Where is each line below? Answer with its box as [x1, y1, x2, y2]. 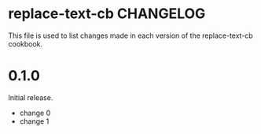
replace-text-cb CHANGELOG [8, 5, 206, 23]
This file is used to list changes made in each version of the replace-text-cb [8, 31, 253, 40]
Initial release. [8, 92, 53, 102]
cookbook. [8, 39, 43, 48]
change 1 [19, 116, 50, 126]
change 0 [19, 108, 51, 117]
